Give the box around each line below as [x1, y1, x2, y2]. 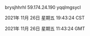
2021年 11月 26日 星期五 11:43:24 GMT [5, 25, 85, 31]
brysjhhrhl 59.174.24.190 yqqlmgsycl [5, 5, 81, 10]
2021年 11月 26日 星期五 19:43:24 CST [5, 15, 85, 21]
